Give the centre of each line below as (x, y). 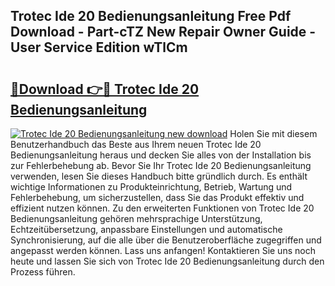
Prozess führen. (43, 272)
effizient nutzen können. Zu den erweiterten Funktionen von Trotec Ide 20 (162, 208)
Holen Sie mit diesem (273, 133)
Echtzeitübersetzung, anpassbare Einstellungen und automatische (146, 229)
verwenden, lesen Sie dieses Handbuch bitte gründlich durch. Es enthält (159, 176)
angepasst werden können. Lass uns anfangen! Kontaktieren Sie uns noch (163, 250)
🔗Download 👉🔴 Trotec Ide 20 (105, 89)
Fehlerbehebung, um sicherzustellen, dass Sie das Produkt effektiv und (157, 197)
